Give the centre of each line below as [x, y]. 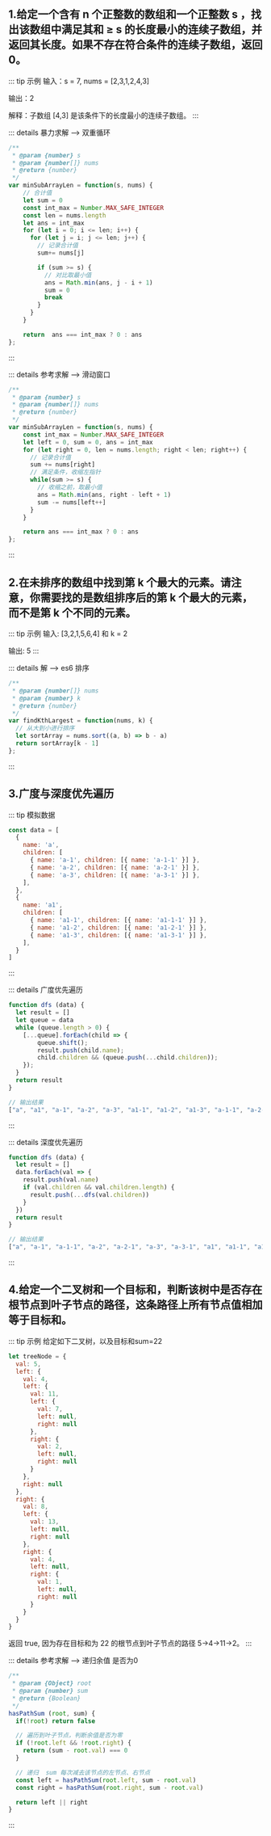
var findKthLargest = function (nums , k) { [81, 721]
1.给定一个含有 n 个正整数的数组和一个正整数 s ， [130, 15]
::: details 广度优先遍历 [46, 990]
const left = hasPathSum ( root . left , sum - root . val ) [106, 1780]
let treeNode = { [38, 1356]
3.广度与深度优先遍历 [61, 794]
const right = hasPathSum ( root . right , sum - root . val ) [110, 1788]
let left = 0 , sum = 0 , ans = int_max [88, 442]
